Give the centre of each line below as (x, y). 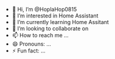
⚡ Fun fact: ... (29, 51)
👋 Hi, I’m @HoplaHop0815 (44, 9)
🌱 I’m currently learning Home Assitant (61, 22)
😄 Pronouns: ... (32, 44)
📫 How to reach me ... (40, 35)
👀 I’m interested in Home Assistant (55, 16)
